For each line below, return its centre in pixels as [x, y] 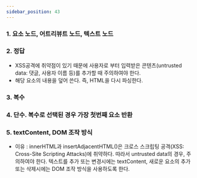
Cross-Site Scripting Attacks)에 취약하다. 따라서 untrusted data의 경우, [100, 154]
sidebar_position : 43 [33, 12]
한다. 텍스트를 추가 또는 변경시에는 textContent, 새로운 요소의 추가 [113, 161]
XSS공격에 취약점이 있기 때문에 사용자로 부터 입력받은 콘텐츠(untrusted [99, 65]
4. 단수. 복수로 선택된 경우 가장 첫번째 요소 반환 [69, 115]
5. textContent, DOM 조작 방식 [49, 132]
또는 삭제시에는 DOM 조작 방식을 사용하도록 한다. [72, 168]
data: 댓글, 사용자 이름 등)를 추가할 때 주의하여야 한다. [78, 73]
